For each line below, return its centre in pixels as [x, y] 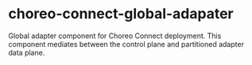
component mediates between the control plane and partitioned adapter [126, 44]
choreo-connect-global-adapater [121, 14]
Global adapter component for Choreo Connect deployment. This [115, 36]
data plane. [27, 52]
